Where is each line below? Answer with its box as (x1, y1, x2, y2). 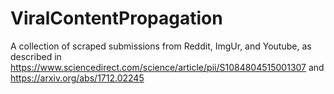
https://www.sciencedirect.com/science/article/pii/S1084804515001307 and (10, 61, 325, 73)
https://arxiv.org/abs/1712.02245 (10, 72, 145, 84)
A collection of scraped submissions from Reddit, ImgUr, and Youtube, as (10, 40, 312, 52)
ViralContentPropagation (10, 7, 223, 30)
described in (10, 50, 62, 62)
